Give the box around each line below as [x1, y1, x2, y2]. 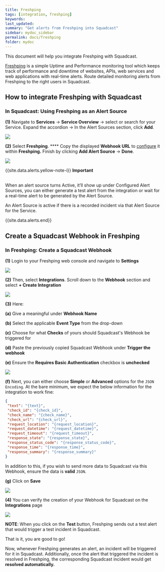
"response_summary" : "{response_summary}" [7, 449, 97, 454]
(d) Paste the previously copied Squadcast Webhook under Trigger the [5, 345, 151, 351]
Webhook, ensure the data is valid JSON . [5, 468, 87, 474]
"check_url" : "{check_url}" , [7, 417, 68, 422]
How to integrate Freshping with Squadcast [5, 93, 142, 102]
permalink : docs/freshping [5, 35, 61, 40]
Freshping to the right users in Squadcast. [5, 78, 91, 84]
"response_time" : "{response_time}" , [7, 445, 85, 449]
